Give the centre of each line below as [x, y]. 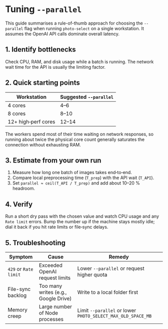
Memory [17, 310]
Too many [50, 286]
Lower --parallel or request [111, 268]
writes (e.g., [53, 292]
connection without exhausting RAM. [43, 144]
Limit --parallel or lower [107, 310]
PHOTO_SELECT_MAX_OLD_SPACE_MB [114, 316]
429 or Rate [20, 269]
